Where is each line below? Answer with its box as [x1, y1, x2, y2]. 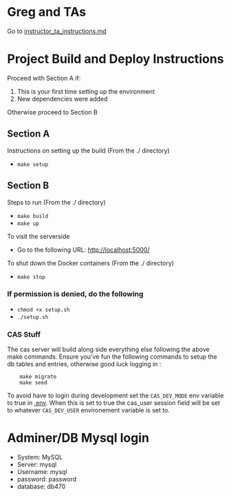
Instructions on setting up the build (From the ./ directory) [7, 146, 170, 155]
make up [16, 220, 39, 227]
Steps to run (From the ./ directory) [7, 198, 107, 206]
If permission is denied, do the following [7, 289, 144, 299]
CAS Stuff [7, 329, 41, 339]
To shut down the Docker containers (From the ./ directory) [7, 259, 174, 267]
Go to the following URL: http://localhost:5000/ [16, 246, 150, 254]
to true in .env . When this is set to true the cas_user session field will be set [7, 399, 221, 407]
